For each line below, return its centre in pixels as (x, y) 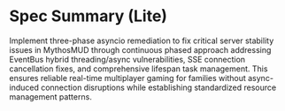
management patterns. (51, 96)
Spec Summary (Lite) (89, 16)
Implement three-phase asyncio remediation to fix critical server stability (142, 41)
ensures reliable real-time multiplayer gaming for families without (127, 78)
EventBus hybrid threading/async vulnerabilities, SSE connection (127, 59)
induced (24, 87)
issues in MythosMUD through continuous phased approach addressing (140, 49)
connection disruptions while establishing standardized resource (159, 87)
